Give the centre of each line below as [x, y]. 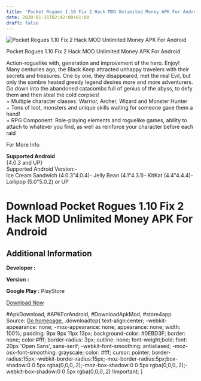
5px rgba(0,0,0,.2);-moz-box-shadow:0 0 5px [93, 365]
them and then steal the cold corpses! [53, 95]
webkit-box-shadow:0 [33, 371]
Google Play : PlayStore [35, 291]
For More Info [23, 145]
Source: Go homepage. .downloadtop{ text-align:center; [75, 320]
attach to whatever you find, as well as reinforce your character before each [100, 127]
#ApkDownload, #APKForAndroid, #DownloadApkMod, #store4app [89, 315]
